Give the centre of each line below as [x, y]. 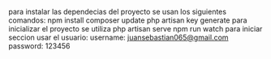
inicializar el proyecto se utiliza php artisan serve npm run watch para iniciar [135, 29]
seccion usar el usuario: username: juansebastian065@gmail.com [118, 37]
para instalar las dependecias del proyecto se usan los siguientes [118, 12]
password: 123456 [39, 46]
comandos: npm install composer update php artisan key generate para [128, 20]
